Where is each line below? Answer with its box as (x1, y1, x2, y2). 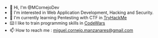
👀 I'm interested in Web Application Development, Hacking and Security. (9, 10, 154, 15)
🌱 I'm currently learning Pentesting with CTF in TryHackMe (9, 15, 127, 20)
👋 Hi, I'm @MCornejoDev (9, 5, 59, 10)
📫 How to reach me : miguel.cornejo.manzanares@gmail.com (9, 27, 133, 33)
